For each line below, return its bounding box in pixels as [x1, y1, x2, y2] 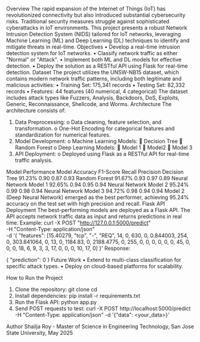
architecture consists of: [6, 107, 66, 114]
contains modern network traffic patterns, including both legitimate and [6, 75, 182, 82]
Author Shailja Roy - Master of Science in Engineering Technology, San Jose [6, 323, 194, 330]
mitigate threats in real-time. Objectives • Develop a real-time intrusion [6, 43, 180, 50]
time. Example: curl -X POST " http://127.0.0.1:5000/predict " [6, 219, 151, 226]
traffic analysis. [14, 157, 53, 164]
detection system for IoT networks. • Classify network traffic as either [6, 50, 178, 56]
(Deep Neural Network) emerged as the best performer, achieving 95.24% [6, 194, 189, 201]
